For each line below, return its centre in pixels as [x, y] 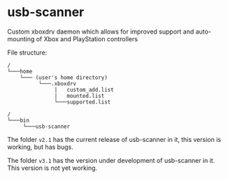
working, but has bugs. [40, 147]
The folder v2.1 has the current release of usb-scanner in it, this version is [114, 139]
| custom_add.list [84, 89]
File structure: [27, 52]
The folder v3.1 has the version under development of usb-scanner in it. [111, 160]
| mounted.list [79, 96]
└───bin [19, 120]
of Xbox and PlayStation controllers [87, 38]
